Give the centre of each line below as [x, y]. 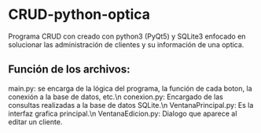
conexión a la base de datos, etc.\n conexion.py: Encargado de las [116, 97]
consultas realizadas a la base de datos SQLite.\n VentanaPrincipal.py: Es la [131, 105]
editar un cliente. [35, 122]
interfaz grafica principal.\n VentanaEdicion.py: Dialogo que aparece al [123, 113]
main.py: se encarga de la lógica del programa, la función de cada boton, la [130, 88]
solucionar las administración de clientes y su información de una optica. [126, 44]
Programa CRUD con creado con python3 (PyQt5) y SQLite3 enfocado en [127, 36]
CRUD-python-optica [79, 15]
